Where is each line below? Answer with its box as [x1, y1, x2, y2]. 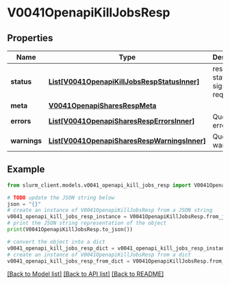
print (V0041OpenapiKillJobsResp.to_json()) [7, 226, 133, 233]
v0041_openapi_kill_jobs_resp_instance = [7, 213, 127, 220]
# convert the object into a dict [7, 238, 106, 245]
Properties [7, 32, 53, 44]
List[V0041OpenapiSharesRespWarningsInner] [48, 136, 207, 145]
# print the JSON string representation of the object [7, 220, 167, 227]
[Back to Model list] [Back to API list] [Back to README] [7, 270, 164, 279]
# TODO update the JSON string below [7, 194, 115, 201]
